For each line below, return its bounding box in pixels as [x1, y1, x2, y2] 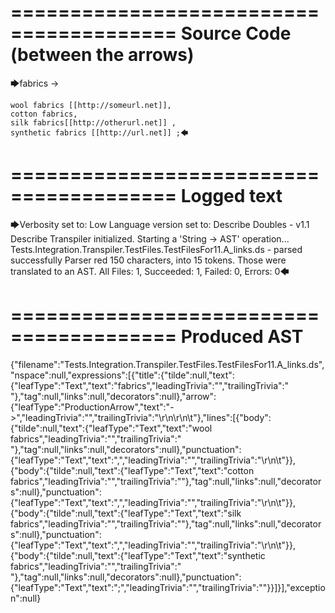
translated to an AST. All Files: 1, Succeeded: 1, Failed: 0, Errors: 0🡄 [10, 265, 290, 277]
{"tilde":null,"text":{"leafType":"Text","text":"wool [10, 422, 213, 434]
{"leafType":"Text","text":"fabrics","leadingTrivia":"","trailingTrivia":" [10, 379, 290, 391]
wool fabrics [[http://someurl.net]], [10, 100, 172, 110]
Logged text [180, 185, 283, 208]
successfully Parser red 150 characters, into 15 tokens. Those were [10, 254, 287, 266]
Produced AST [180, 326, 304, 348]
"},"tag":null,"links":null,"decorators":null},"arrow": [10, 390, 217, 402]
